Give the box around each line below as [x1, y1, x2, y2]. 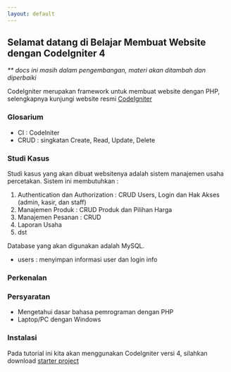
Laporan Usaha [17, 221, 62, 229]
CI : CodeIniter [17, 128, 60, 137]
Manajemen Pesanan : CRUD [17, 213, 101, 222]
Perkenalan [7, 273, 47, 283]
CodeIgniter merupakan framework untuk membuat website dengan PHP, [7, 87, 220, 96]
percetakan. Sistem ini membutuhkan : [7, 177, 119, 185]
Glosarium [7, 112, 44, 122]
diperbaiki [7, 73, 37, 82]
